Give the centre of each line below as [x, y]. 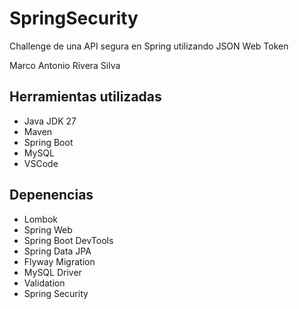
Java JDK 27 [50, 121]
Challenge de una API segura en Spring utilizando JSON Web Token [149, 46]
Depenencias [51, 195]
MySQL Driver [52, 272]
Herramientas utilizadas [85, 97]
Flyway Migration [59, 261]
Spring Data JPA [57, 251]
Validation [44, 283]
